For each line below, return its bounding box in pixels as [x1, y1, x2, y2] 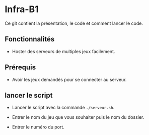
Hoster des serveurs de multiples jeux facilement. [12, 48, 115, 54]
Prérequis [5, 63, 36, 72]
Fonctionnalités [5, 35, 55, 43]
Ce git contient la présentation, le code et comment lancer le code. [5, 20, 143, 26]
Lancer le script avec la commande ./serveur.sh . [12, 105, 115, 111]
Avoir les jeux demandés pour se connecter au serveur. [12, 76, 127, 82]
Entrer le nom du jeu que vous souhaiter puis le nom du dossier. [12, 114, 144, 120]
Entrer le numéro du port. [12, 124, 65, 130]
